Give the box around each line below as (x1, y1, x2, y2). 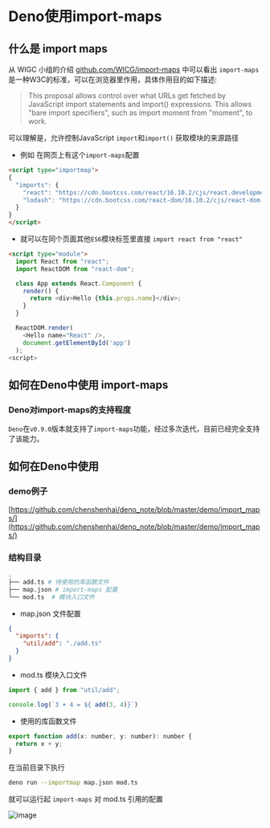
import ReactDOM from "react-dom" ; (15, 264, 135, 273)
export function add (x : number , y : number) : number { (8, 732, 193, 740)
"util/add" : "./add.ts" (22, 640, 103, 648)
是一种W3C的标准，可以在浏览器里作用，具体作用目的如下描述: (8, 75, 217, 84)
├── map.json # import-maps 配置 (8, 585, 118, 593)
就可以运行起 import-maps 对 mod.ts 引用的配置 (8, 794, 163, 804)
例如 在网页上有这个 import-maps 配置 (19, 150, 140, 159)
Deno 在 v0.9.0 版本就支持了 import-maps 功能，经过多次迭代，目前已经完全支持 (8, 424, 260, 434)
